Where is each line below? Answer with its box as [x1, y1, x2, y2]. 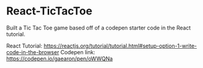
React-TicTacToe [6, 4, 93, 18]
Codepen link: [60, 48, 96, 55]
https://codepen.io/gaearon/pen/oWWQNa [6, 55, 113, 62]
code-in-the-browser [6, 48, 59, 55]
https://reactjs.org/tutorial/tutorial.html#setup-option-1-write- [43, 42, 197, 49]
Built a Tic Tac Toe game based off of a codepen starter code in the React [6, 24, 191, 31]
